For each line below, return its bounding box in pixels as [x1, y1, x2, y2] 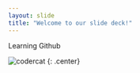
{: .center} [47, 56, 81, 66]
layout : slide [8, 11, 55, 20]
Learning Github [8, 40, 61, 50]
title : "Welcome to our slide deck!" [8, 19, 133, 27]
